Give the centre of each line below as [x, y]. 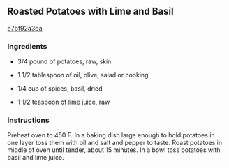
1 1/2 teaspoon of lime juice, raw [64, 102]
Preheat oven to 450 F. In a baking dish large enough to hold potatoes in [111, 135]
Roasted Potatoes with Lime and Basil [90, 12]
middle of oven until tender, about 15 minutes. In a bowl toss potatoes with [114, 150]
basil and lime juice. [36, 158]
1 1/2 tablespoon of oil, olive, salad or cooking [83, 75]
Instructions [29, 120]
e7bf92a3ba [25, 28]
